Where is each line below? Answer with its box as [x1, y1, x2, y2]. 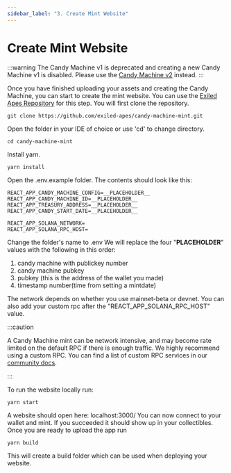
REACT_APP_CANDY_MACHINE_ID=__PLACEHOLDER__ [7, 195, 138, 202]
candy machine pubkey [17, 266, 85, 275]
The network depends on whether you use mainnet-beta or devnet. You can [7, 294, 225, 303]
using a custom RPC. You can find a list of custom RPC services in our [7, 351, 208, 359]
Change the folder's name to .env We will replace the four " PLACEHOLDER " [7, 238, 224, 246]
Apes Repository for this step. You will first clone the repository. [7, 99, 189, 107]
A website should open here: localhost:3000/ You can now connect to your [7, 411, 222, 419]
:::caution [7, 323, 35, 331]
